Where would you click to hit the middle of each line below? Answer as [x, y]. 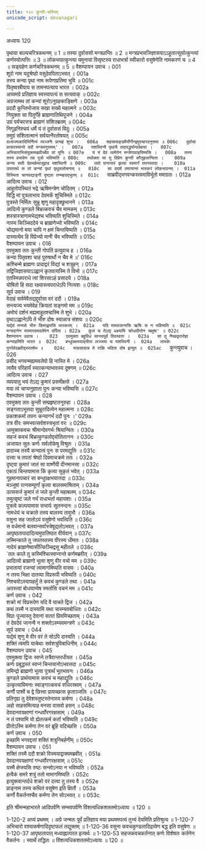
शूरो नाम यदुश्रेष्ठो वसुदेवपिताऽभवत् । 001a [47, 73]
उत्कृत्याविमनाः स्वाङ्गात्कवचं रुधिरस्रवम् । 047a [54, 685]
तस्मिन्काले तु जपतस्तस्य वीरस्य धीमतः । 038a [53, 540]
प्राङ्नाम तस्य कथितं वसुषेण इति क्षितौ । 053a [51, 788]
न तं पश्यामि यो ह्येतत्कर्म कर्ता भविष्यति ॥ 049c [52, 719]
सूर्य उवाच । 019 [24, 291]
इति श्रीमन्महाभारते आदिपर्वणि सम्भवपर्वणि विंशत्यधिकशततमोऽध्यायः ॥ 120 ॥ [78, 807]
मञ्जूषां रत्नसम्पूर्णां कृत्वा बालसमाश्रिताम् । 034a [53, 485]
